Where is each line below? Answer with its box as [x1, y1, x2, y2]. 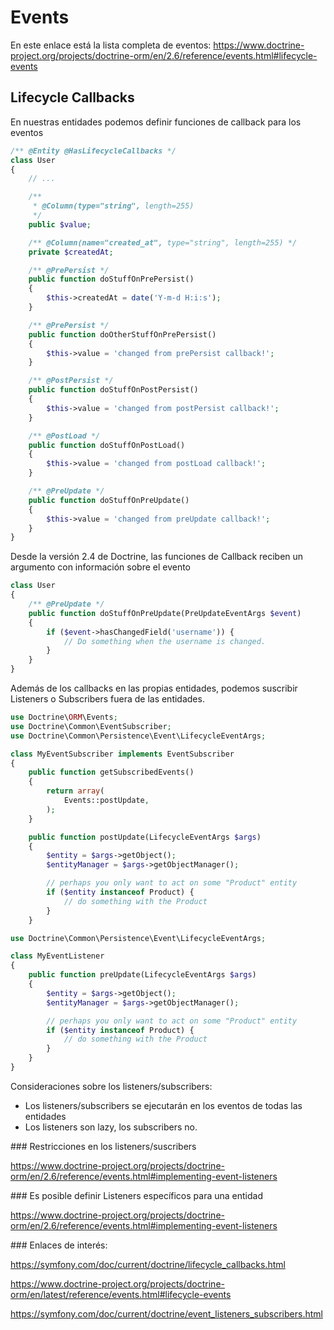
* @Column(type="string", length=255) [32, 201, 195, 211]
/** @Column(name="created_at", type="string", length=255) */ [28, 237, 298, 248]
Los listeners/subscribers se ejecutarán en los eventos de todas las [24, 1099, 303, 1111]
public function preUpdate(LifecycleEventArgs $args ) [28, 970, 257, 980]
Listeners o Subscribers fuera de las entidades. [10, 693, 205, 705]
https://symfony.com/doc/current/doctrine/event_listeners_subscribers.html [10, 1307, 323, 1320]
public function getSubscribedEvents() [28, 767, 195, 778]
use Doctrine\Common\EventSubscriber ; [10, 721, 172, 731]
